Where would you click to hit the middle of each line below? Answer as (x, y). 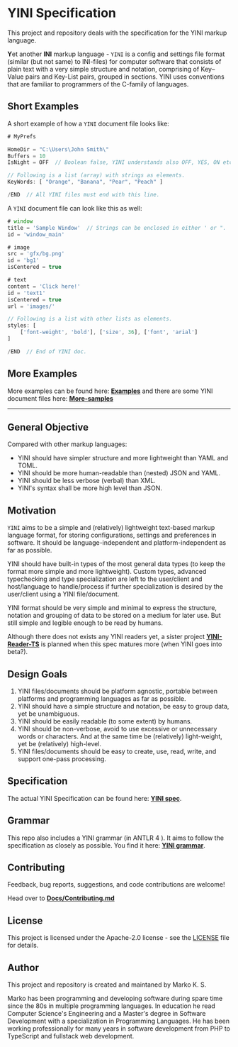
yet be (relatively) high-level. (59, 744)
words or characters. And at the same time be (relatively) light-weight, (120, 736)
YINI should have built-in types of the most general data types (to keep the (116, 564)
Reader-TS (23, 644)
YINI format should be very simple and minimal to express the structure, (112, 608)
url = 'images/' (31, 306)
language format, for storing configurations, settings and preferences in (112, 535)
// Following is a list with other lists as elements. (90, 319)
